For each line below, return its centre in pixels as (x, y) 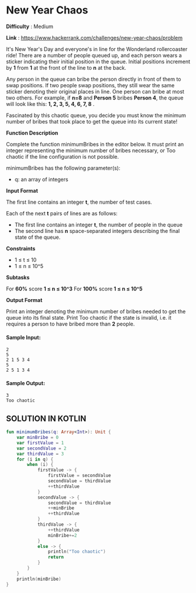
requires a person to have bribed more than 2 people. (71, 324)
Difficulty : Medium (30, 26)
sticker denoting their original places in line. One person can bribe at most (95, 91)
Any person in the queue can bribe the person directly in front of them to (94, 79)
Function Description (32, 133)
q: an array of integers (41, 179)
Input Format (22, 190)
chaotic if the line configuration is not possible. (63, 156)
